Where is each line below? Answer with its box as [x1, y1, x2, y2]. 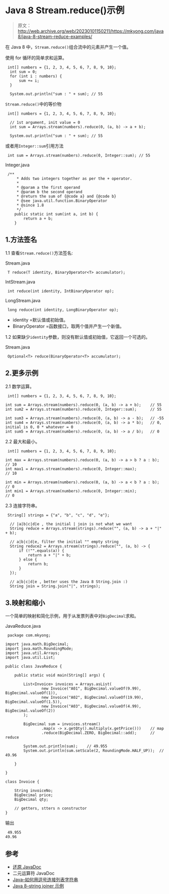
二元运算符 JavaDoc [12, 870, 55, 876]
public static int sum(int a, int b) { [14, 211, 99, 217]
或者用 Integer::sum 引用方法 [5, 142, 64, 149]
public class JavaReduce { [5, 664, 62, 669]
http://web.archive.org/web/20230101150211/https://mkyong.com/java [17, 28, 164, 34]
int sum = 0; [10, 69, 37, 74]
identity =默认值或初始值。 [12, 316, 68, 323]
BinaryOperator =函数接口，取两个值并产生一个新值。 [12, 323, 124, 329]
